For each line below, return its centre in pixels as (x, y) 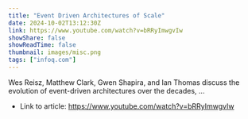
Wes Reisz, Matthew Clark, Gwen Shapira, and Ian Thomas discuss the (124, 82)
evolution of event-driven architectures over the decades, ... (107, 90)
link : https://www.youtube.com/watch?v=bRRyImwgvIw (95, 30)
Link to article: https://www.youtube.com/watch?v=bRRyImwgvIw (127, 106)
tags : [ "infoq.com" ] (43, 60)
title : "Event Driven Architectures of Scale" (87, 15)
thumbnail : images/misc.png (55, 52)
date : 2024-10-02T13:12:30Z (55, 23)
